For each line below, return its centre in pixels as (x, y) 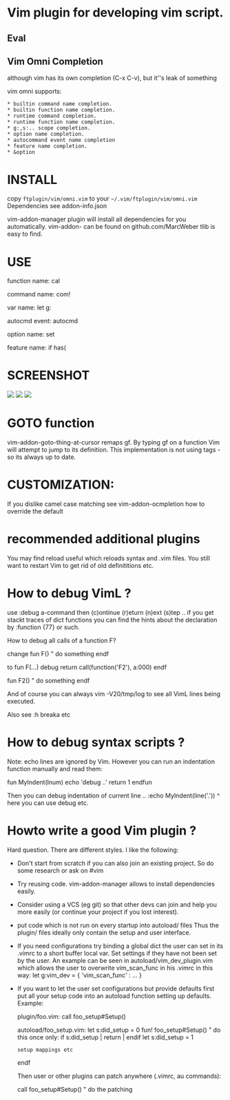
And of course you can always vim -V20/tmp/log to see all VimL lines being (114, 693)
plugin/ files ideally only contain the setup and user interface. (104, 933)
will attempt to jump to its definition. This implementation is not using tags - (114, 450)
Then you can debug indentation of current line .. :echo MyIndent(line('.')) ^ (114, 795)
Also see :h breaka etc (39, 714)
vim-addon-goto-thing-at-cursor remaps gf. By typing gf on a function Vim (114, 442)
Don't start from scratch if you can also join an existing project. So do (115, 863)
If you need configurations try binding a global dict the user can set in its (120, 946)
